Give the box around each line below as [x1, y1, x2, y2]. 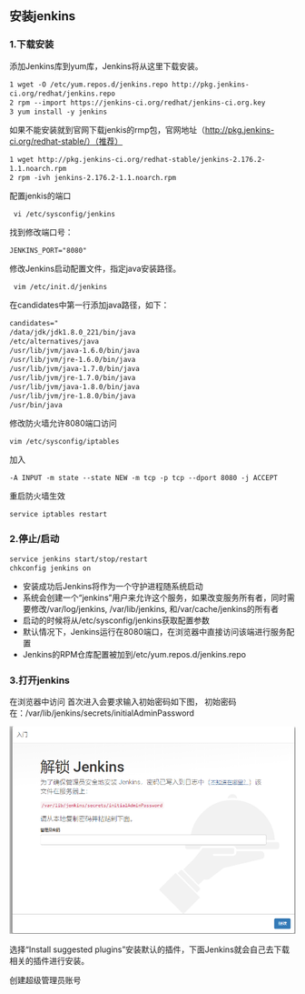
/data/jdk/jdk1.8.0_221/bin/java [9, 327, 136, 336]
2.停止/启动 [9, 532, 60, 545]
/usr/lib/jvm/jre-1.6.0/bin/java [9, 355, 136, 364]
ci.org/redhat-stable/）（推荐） [9, 136, 123, 146]
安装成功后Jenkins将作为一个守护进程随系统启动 [22, 580, 203, 591]
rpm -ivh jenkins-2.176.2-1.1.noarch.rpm [17, 173, 177, 182]
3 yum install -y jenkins [9, 107, 107, 116]
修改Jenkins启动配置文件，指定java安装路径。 [9, 263, 182, 274]
